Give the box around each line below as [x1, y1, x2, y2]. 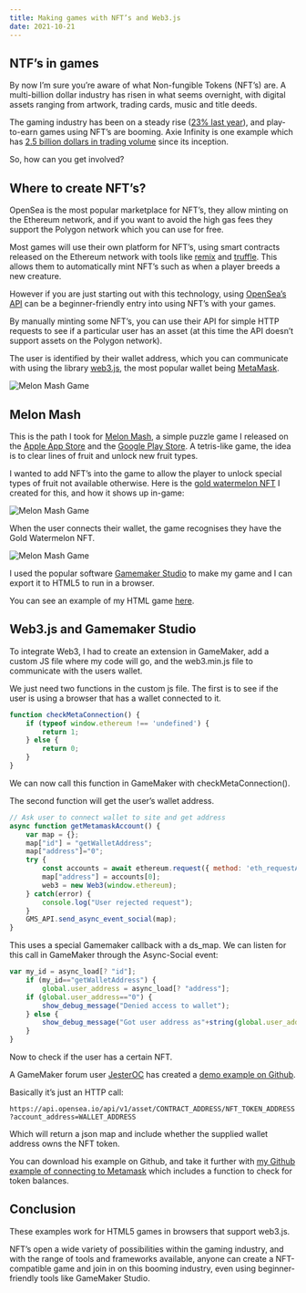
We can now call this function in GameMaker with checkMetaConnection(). [9, 777, 291, 788]
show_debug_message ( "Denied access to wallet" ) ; [42, 1001, 230, 1010]
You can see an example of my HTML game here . [9, 595, 195, 606]
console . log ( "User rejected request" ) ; [42, 898, 194, 907]
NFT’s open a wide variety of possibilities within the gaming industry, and [9, 1243, 284, 1255]
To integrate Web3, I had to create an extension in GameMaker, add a [9, 645, 270, 657]
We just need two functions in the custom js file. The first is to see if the [9, 683, 279, 693]
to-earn [9, 127, 38, 138]
